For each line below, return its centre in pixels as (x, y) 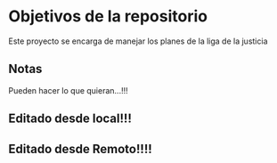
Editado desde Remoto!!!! (80, 149)
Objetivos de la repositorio (108, 16)
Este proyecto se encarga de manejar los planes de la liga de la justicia (138, 41)
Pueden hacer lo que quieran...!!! (68, 90)
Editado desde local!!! (70, 119)
